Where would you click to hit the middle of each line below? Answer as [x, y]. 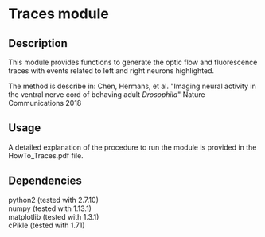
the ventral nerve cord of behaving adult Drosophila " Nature [107, 95]
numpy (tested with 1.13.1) [50, 208]
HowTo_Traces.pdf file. [46, 155]
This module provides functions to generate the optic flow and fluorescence [133, 62]
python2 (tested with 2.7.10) [54, 200]
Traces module [58, 14]
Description [38, 43]
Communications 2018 [45, 103]
